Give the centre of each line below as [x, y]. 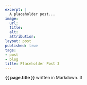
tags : [10, 50]
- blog [12, 59]
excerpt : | [16, 9]
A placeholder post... [32, 14]
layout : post [18, 41]
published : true [21, 46]
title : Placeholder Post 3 [32, 64]
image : [12, 18]
